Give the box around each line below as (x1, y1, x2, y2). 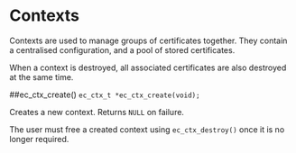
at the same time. (9, 71, 74, 82)
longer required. (9, 133, 69, 144)
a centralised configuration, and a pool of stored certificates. (9, 44, 236, 55)
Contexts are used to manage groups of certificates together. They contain (9, 35, 288, 46)
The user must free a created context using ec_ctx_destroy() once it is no (9, 123, 285, 135)
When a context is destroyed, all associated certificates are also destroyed (9, 62, 287, 73)
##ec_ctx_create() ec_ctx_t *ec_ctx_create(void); (9, 89, 200, 100)
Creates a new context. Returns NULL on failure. (9, 106, 185, 117)
